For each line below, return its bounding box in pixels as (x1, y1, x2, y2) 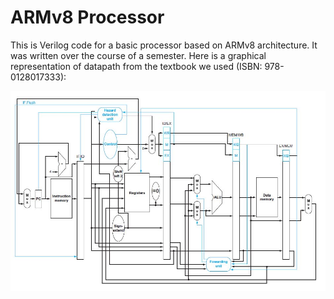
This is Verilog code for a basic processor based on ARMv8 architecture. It (10, 39, 318, 51)
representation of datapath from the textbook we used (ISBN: (10, 60, 263, 72)
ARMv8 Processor (10, 6, 165, 29)
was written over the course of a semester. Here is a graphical (10, 49, 267, 61)
